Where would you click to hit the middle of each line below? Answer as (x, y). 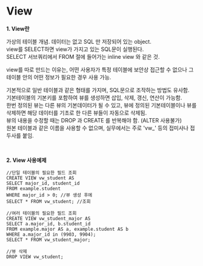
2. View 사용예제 (26, 160)
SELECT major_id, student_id (43, 183)
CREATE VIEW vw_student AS (40, 178)
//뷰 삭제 (17, 251)
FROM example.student (34, 188)
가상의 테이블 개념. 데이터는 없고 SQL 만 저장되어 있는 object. (79, 41)
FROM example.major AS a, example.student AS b (68, 229)
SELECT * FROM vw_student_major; (48, 240)
